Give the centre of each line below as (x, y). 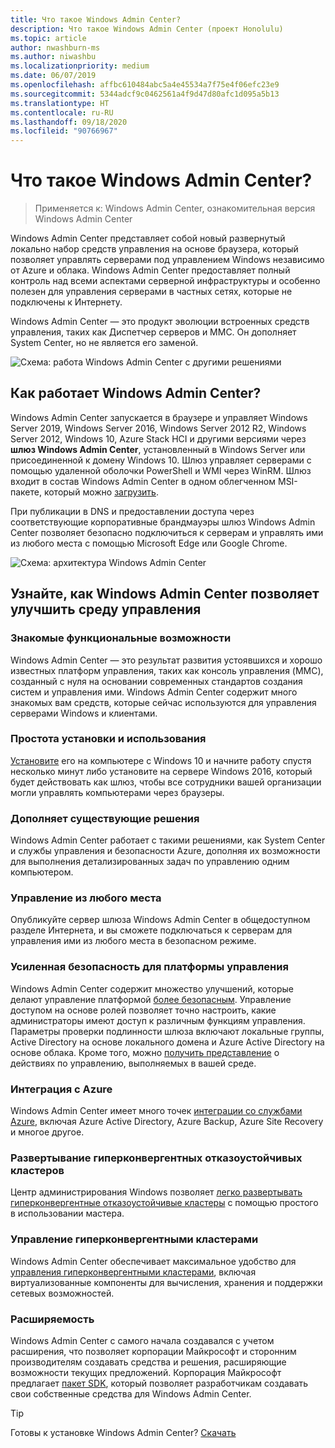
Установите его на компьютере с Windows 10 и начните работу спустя (161, 760)
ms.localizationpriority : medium (80, 66)
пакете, (26, 492)
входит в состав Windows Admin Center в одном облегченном (143, 481)
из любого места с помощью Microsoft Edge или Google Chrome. (149, 543)
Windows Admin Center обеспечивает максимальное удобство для (153, 1261)
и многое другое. (47, 1132)
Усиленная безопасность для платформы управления (149, 967)
